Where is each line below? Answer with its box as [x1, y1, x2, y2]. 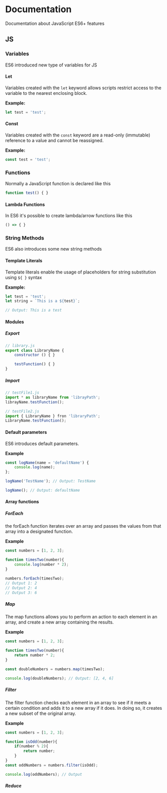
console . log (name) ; [14, 465, 55, 470]
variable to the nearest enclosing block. [5, 90, 87, 96]
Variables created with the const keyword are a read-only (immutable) [5, 132, 150, 138]
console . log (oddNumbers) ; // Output [5, 772, 82, 777]
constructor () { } [14, 353, 55, 358]
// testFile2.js [5, 408, 39, 414]
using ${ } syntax [5, 274, 42, 280]
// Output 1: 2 [5, 580, 37, 585]
